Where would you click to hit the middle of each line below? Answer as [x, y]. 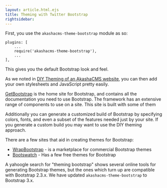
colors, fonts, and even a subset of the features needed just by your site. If [82, 119]
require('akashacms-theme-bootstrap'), [56, 51]
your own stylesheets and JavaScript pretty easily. [57, 84]
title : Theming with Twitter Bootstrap [47, 14]
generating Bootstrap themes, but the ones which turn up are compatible [80, 170]
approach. [16, 130]
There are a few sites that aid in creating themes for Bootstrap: [70, 140]
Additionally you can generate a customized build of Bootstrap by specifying [84, 114]
